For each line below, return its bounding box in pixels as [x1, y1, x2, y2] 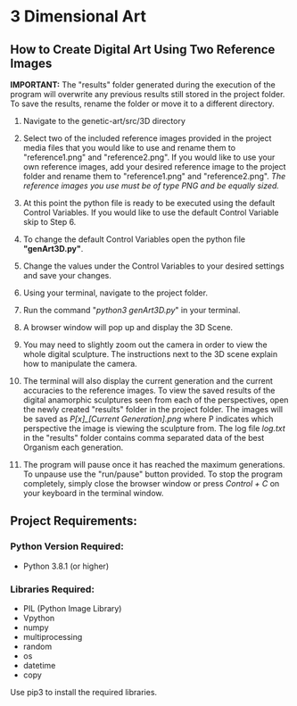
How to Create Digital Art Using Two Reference [10, 42, 276, 57]
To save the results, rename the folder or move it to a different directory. [10, 98, 275, 109]
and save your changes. [22, 270, 112, 280]
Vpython [22, 612, 55, 623]
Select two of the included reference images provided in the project [22, 133, 272, 144]
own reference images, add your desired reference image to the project [22, 162, 286, 171]
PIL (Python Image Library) [22, 602, 122, 613]
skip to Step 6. [22, 217, 77, 227]
